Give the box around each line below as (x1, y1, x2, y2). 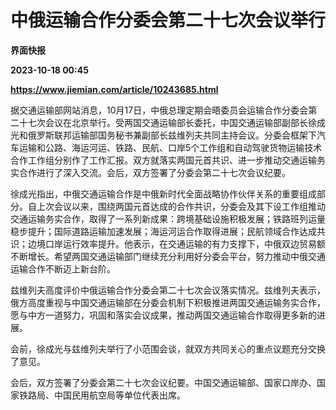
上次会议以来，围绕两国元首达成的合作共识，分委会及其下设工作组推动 (36, 200, 326, 212)
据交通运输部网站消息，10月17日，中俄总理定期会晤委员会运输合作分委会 (10, 104, 309, 116)
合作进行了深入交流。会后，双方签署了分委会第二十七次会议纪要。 (18, 166, 291, 178)
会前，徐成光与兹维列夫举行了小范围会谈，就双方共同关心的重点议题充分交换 (10, 342, 326, 355)
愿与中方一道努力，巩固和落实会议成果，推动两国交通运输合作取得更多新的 (10, 309, 317, 321)
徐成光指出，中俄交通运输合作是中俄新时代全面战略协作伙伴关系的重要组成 (10, 187, 317, 200)
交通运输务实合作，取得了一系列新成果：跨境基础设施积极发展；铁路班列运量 (10, 212, 326, 225)
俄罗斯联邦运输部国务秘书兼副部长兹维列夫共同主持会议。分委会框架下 (27, 129, 317, 141)
